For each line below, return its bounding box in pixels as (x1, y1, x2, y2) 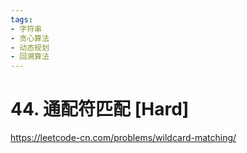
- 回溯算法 (10, 52, 50, 62)
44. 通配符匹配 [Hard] (10, 98, 190, 121)
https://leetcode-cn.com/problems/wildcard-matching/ (10, 132, 237, 144)
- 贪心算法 (10, 33, 50, 43)
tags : (10, 14, 33, 25)
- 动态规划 (10, 42, 50, 53)
